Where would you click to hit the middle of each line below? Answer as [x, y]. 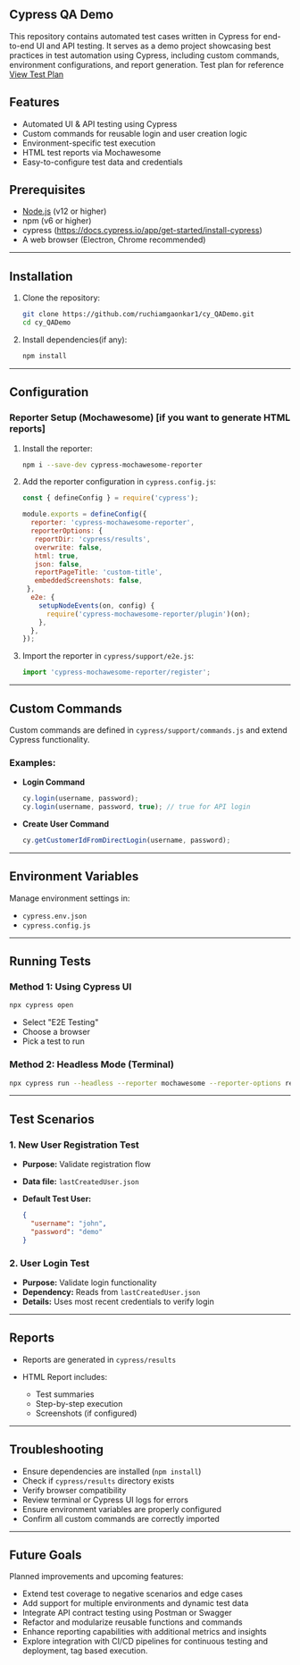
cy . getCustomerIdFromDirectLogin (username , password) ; [126, 841]
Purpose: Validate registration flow [87, 1165]
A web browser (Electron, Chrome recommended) [114, 240]
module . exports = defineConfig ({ [84, 514]
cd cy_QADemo [46, 323]
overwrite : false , [69, 547]
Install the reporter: [57, 448]
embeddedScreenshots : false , [88, 581]
